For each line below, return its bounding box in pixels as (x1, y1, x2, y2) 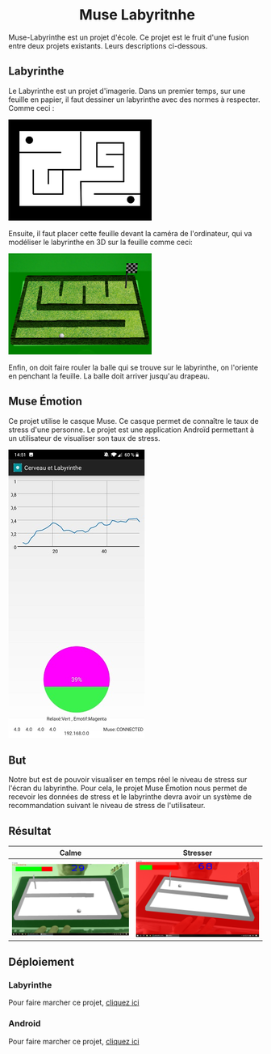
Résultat (8, 823, 52, 838)
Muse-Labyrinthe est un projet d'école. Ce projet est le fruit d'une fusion (8, 32, 250, 42)
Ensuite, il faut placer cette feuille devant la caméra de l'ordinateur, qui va (8, 228, 252, 238)
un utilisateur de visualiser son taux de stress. (8, 433, 161, 442)
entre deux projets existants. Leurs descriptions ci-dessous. (8, 40, 208, 50)
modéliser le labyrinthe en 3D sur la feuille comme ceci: (8, 237, 194, 247)
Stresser (182, 848, 212, 857)
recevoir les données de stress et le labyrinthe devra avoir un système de (8, 792, 252, 802)
